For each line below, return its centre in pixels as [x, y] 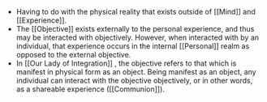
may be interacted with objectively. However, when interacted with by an [138, 37]
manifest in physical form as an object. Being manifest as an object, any [136, 72]
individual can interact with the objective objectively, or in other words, [134, 81]
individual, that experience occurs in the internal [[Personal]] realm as [133, 46]
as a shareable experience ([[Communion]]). [90, 89]
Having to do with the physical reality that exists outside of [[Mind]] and [136, 12]
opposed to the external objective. [73, 55]
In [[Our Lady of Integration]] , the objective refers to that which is [126, 63]
